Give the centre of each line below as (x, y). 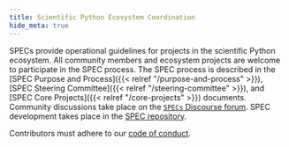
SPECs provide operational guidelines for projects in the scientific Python (142, 50)
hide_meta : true (39, 26)
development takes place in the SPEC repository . (98, 116)
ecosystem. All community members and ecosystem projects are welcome (145, 60)
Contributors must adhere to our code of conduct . (100, 133)
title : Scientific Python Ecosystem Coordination (103, 17)
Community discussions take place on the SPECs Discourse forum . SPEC (140, 107)
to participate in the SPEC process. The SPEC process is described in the (142, 69)
